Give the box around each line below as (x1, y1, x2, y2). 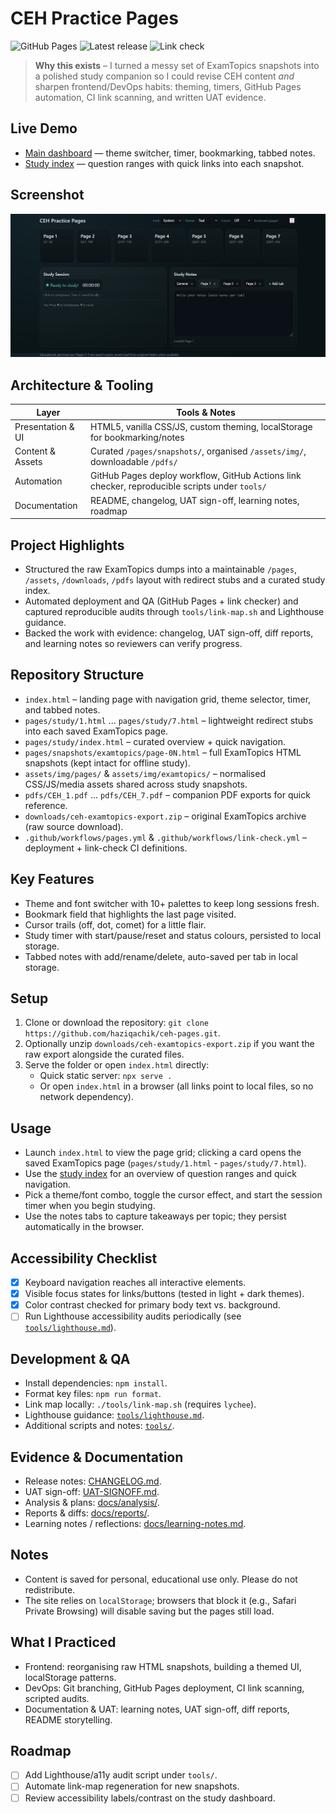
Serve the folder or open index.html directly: (24, 1059, 210, 1071)
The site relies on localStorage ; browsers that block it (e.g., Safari (24, 1594, 297, 1606)
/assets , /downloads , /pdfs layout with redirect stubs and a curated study (24, 574, 326, 586)
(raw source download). (24, 820, 124, 832)
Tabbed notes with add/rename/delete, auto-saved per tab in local (24, 950, 298, 962)
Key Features (10, 871, 95, 888)
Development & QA (10, 1350, 131, 1367)
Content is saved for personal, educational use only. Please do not (24, 1573, 298, 1585)
